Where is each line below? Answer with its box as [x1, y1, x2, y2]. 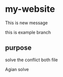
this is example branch [5, 29, 51, 35]
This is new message [5, 20, 48, 26]
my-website [5, 3, 55, 15]
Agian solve [5, 66, 29, 72]
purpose [5, 43, 32, 52]
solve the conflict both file [5, 57, 58, 63]
